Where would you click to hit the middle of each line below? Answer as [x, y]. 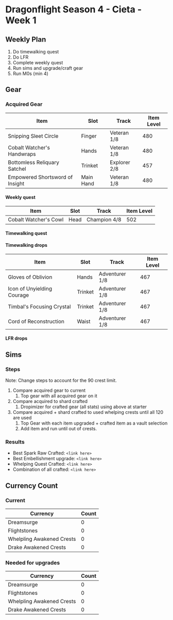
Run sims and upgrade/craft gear [48, 68]
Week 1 [21, 20]
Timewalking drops [27, 245]
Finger [89, 136]
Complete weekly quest [38, 62]
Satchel [17, 169]
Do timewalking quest [36, 52]
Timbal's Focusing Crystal [39, 306]
